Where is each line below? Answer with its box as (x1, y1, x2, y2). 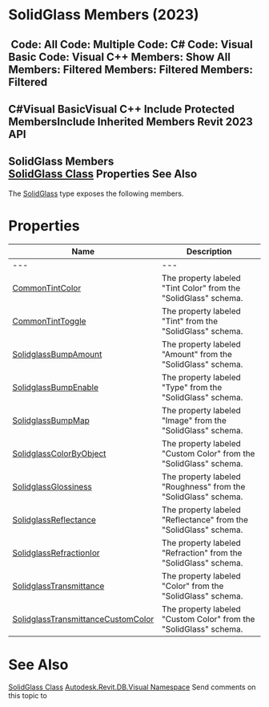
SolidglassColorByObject (12, 448, 106, 459)
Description (187, 246, 232, 257)
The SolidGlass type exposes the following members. (8, 189, 184, 198)
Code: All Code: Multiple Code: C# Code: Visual (10, 38, 254, 51)
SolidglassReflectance (12, 514, 96, 525)
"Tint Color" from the (161, 282, 241, 294)
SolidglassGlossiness (12, 481, 92, 492)
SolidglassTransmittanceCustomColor (12, 613, 155, 624)
